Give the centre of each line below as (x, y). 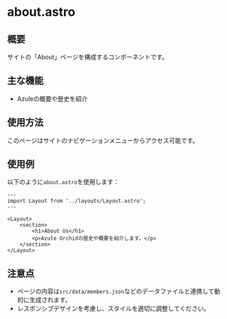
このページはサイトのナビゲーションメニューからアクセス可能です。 (103, 140)
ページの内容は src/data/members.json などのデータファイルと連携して (116, 291)
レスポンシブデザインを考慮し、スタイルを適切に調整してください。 (113, 309)
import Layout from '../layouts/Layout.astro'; (77, 201)
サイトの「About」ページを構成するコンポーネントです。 (88, 57)
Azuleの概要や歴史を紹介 (52, 99)
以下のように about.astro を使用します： (63, 182)
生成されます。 (50, 300)
